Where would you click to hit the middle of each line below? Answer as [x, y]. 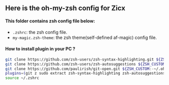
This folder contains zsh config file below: [50, 21]
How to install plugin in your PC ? [40, 49]
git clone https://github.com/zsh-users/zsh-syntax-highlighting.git [80, 59]
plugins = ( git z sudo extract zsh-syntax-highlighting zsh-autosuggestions [85, 73]
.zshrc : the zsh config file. [40, 32]
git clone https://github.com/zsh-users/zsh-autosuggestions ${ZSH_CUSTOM [85, 64]
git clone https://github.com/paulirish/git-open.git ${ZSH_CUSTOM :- [80, 69]
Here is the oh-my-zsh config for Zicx [65, 8]
